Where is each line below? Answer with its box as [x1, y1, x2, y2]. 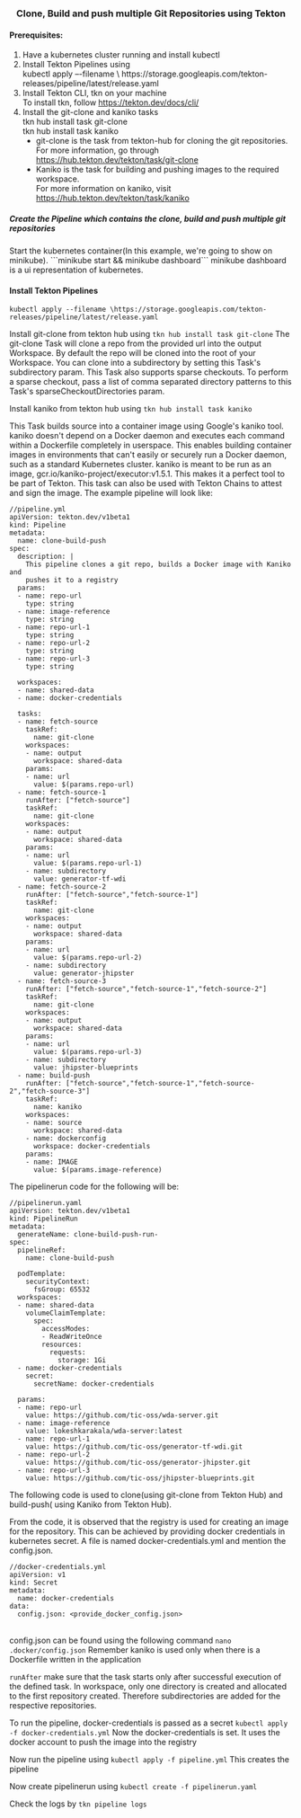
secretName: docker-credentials [32, 1379, 155, 1388]
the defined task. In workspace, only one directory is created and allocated [9, 1681, 288, 1692]
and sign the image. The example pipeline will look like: [9, 488, 214, 499]
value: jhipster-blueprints [32, 1063, 139, 1072]
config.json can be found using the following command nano [9, 1635, 232, 1646]
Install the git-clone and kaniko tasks [22, 107, 159, 118]
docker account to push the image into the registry [9, 1737, 198, 1748]
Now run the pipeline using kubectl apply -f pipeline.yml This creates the [9, 1754, 290, 1765]
